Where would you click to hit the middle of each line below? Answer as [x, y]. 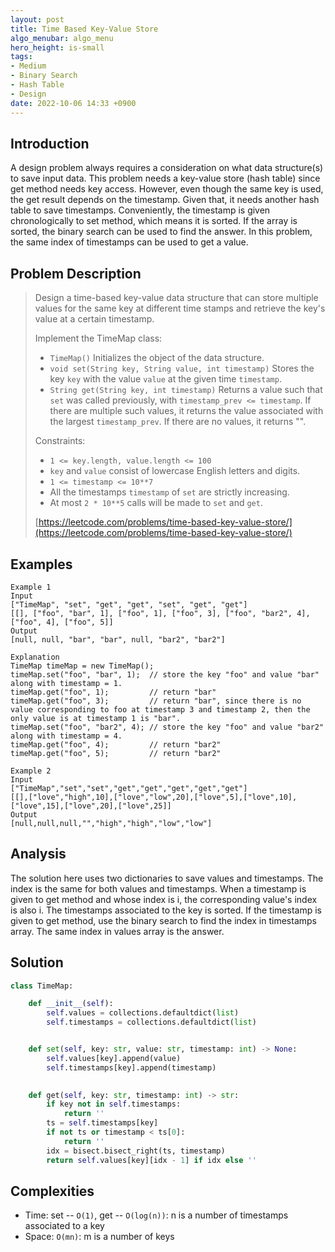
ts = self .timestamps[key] [102, 1123]
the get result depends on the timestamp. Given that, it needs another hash [165, 200]
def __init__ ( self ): [71, 1004]
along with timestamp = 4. [66, 736]
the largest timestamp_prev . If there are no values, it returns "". [178, 422]
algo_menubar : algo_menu [62, 38]
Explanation [35, 657]
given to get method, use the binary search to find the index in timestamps [163, 920]
